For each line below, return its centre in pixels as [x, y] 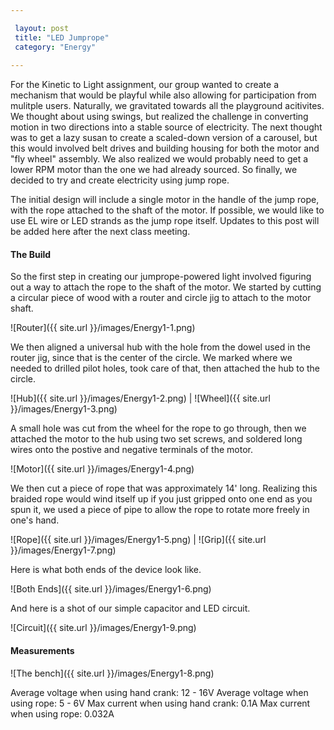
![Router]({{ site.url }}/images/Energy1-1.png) [103, 328]
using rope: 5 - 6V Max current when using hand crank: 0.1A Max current [160, 703]
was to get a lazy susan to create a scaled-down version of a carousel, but [164, 138]
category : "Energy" [55, 47]
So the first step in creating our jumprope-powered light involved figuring [161, 277]
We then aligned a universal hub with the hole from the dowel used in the [160, 347]
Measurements [42, 651]
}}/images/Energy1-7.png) [63, 550]
